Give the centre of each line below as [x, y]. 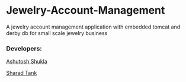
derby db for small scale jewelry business [57, 33]
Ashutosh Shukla [27, 61]
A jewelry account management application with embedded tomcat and [93, 27]
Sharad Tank [22, 73]
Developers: [24, 48]
